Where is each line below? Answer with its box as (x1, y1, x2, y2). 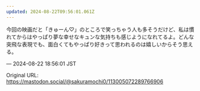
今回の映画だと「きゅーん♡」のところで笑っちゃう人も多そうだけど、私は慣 (6, 26, 195, 33)
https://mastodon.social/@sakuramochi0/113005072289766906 (6, 78, 164, 85)
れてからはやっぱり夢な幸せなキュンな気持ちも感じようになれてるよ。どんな (6, 33, 195, 40)
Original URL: (6, 71, 39, 79)
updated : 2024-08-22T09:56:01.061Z (6, 8, 95, 15)
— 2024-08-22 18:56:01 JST (6, 60, 76, 67)
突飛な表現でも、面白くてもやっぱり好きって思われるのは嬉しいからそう (6, 40, 183, 48)
